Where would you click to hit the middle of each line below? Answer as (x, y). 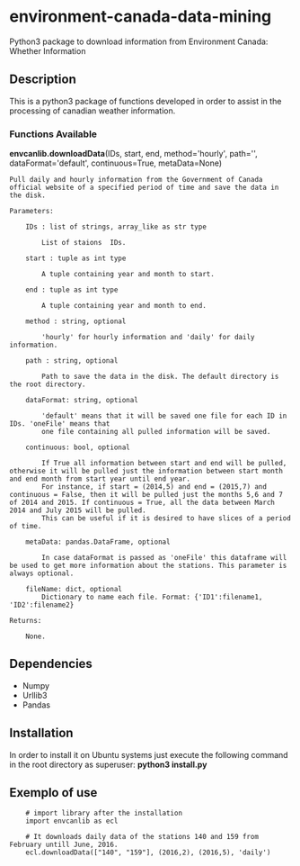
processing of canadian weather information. (93, 111)
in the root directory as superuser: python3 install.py (108, 764)
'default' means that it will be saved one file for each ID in (164, 416)
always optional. (42, 573)
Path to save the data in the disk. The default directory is (160, 377)
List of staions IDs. (84, 243)
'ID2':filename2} (42, 605)
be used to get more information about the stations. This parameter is (148, 566)
